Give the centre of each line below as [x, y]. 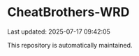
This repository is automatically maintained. [70, 45]
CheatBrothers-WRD [68, 12]
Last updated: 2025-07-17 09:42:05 [59, 31]
